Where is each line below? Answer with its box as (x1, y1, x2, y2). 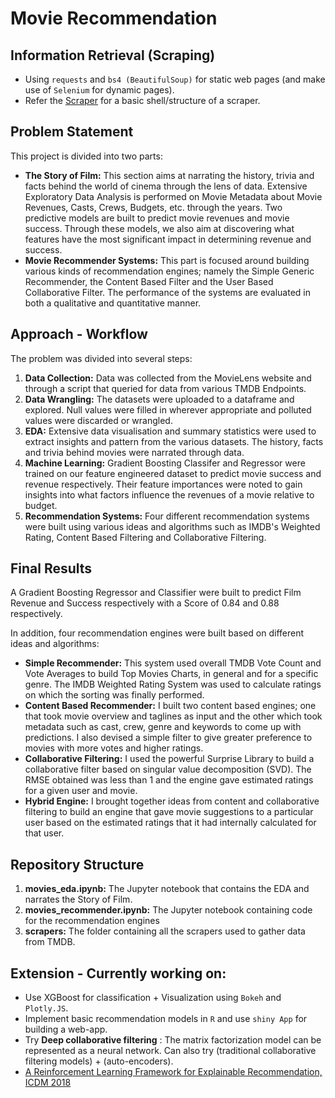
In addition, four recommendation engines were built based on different (10, 627, 305, 639)
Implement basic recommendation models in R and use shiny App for (24, 1013, 308, 1025)
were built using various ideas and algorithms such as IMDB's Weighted (24, 520, 321, 532)
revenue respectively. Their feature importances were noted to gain (24, 478, 303, 490)
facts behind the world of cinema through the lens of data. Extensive (24, 180, 308, 192)
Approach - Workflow (10, 326, 148, 343)
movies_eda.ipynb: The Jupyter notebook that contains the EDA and (24, 883, 310, 895)
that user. (24, 827, 65, 839)
